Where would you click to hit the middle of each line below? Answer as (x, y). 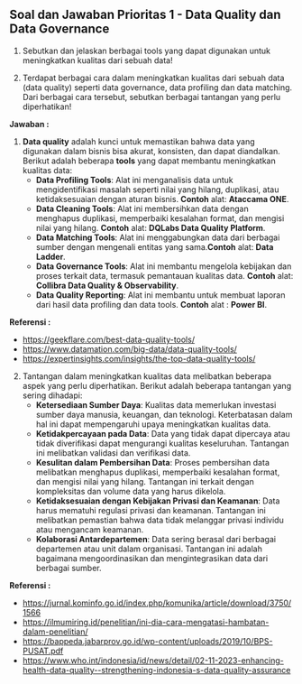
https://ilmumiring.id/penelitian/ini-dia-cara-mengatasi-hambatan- (146, 622)
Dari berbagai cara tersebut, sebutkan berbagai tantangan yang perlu (151, 97)
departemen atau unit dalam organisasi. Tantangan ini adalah (149, 549)
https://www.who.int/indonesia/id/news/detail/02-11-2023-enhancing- (153, 660)
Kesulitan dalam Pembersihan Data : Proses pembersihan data (153, 462)
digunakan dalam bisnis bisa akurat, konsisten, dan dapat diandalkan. (151, 151)
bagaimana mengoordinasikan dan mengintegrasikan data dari (152, 558)
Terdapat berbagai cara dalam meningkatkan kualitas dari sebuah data (153, 78)
